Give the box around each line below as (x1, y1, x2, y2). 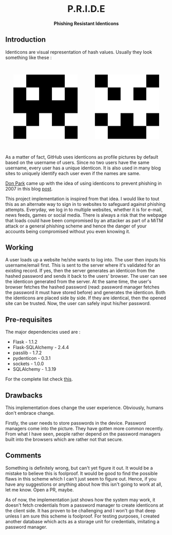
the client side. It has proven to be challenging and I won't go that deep (5, 507, 156, 513)
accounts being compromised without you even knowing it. (5, 228, 130, 234)
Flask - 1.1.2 (12, 339, 37, 345)
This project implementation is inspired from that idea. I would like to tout (5, 196, 160, 202)
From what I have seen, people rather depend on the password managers (5, 431, 161, 437)
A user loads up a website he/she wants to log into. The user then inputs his (5, 257, 166, 263)
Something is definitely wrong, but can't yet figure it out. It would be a (5, 465, 153, 471)
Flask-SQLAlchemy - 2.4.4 (12, 345, 69, 351)
